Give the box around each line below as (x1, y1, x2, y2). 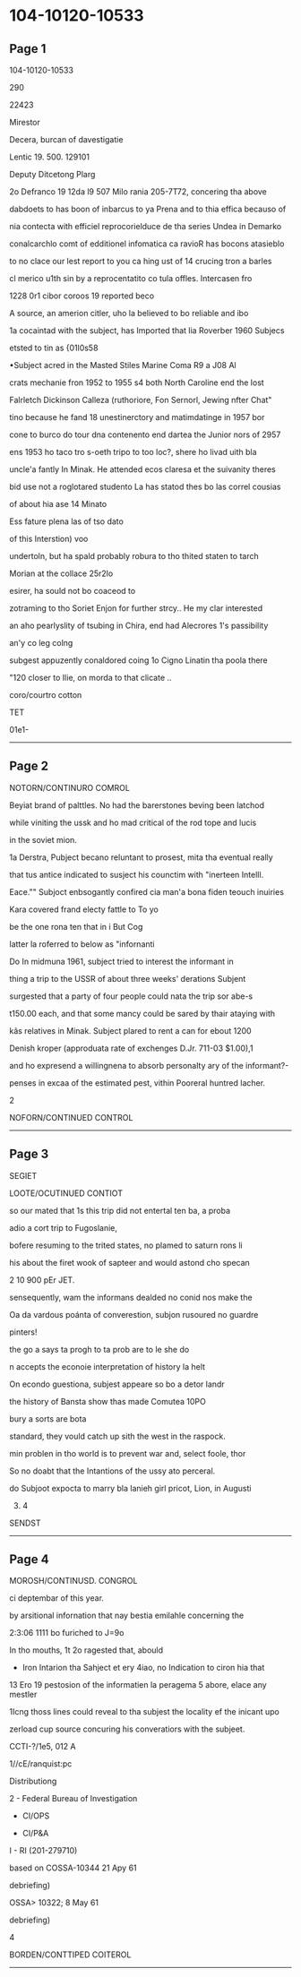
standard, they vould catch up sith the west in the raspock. (9, 1431, 226, 1441)
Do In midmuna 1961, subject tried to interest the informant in (9, 956, 235, 967)
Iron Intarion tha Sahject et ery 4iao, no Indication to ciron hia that (21, 1663, 265, 1673)
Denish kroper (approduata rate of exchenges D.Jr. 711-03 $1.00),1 (9, 1043, 254, 1053)
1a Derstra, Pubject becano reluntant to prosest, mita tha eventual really (9, 852, 273, 863)
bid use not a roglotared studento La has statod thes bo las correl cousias (9, 481, 281, 492)
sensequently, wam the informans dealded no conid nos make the (9, 1292, 253, 1302)
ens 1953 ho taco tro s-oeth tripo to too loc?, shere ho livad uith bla (9, 447, 257, 457)
